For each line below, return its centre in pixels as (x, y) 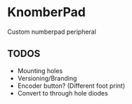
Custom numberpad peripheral (52, 32)
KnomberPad (47, 12)
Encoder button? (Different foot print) (71, 86)
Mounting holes (40, 70)
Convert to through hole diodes (63, 93)
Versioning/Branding (47, 78)
